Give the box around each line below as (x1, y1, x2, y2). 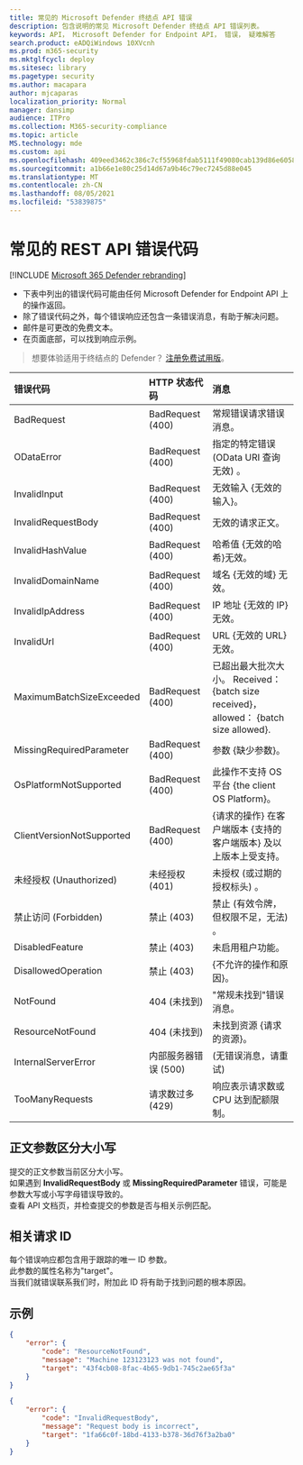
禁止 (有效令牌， (212, 897, 282, 910)
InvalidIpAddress (14, 605, 86, 618)
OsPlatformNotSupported (14, 778, 122, 791)
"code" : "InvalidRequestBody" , (41, 1414, 160, 1423)
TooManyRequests (14, 1093, 93, 1105)
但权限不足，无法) (212, 911, 289, 923)
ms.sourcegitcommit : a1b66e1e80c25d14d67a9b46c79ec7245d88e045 (9, 164, 252, 173)
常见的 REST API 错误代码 (9, 240, 199, 260)
